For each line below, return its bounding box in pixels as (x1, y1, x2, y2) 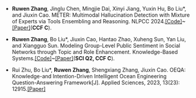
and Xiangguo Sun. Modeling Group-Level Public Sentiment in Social (11, 42, 181, 49)
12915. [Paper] (11, 85, 46, 92)
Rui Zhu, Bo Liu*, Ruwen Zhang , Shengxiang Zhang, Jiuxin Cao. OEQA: (11, 66, 186, 73)
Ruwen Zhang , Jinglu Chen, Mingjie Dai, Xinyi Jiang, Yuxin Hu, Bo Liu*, (11, 5, 186, 12)
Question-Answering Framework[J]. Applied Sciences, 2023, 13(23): (11, 79, 180, 86)
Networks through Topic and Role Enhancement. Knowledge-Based (11, 48, 178, 56)
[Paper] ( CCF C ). (11, 24, 52, 31)
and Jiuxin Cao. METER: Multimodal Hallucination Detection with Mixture (11, 11, 190, 19)
